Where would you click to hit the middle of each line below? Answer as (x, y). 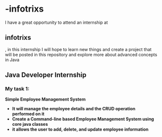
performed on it (28, 114)
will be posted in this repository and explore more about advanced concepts (81, 54)
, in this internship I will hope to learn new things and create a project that (78, 49)
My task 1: (17, 89)
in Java (12, 60)
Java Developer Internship (46, 75)
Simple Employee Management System (45, 99)
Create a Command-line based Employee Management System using (83, 119)
